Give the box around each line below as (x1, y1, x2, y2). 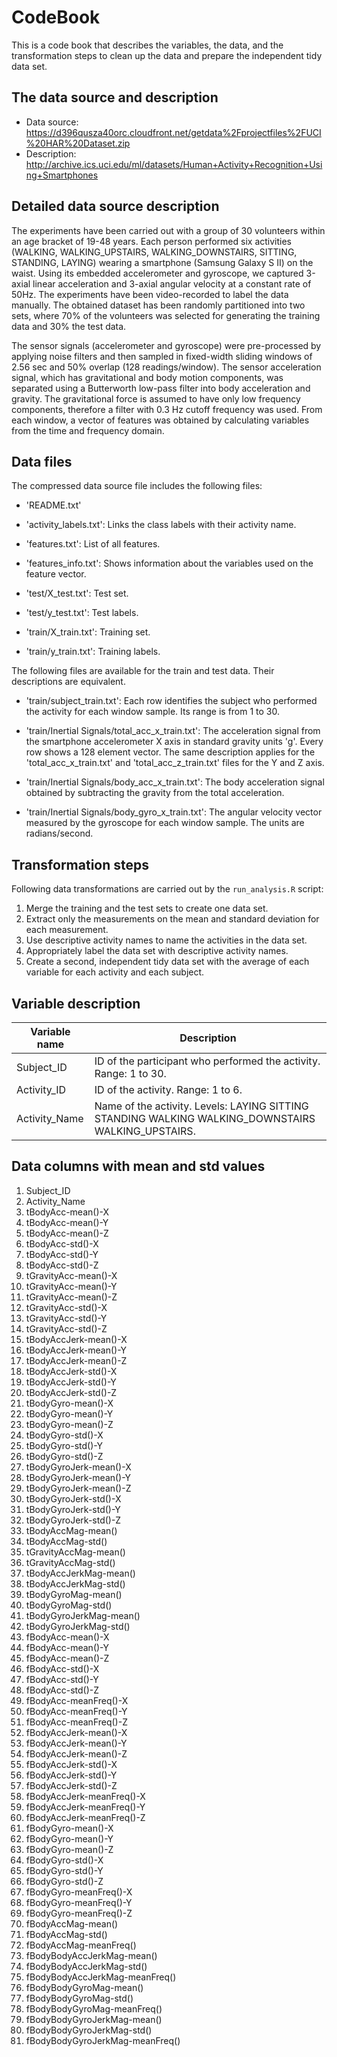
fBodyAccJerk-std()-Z (25, 1779, 118, 1791)
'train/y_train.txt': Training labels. (25, 646, 161, 658)
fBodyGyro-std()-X (25, 1854, 104, 1866)
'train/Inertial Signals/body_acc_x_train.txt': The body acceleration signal (25, 776, 325, 788)
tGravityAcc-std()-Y (25, 1312, 108, 1324)
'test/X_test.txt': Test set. (25, 587, 129, 600)
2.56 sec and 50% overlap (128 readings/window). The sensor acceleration (11, 361, 322, 373)
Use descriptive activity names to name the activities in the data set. (25, 934, 308, 946)
